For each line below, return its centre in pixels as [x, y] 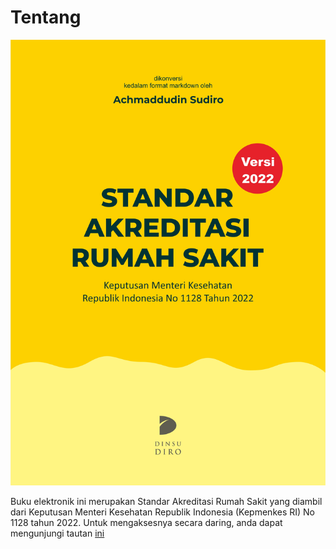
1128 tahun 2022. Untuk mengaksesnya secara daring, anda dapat [146, 522]
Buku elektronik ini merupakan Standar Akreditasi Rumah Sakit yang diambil [166, 501]
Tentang [46, 17]
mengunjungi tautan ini [57, 533]
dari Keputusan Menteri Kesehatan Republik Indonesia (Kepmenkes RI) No [163, 512]
